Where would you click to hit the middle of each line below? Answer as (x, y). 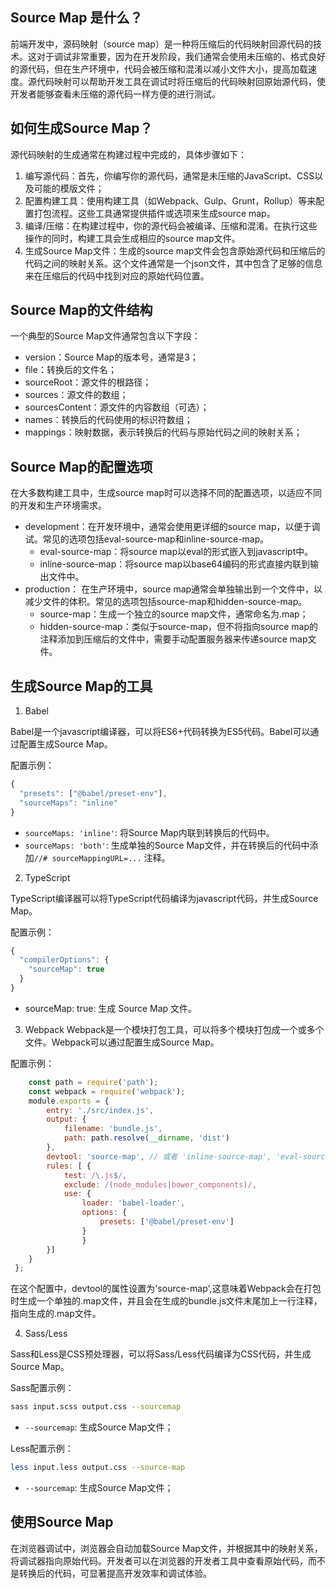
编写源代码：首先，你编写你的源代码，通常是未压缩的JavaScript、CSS (169, 175)
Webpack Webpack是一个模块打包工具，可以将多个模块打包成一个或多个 (174, 1029)
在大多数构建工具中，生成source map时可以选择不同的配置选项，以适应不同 (166, 493)
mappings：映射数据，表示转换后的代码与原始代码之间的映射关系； (163, 432)
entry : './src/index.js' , (100, 1110)
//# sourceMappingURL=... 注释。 (102, 857)
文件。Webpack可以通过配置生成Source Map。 (122, 1042)
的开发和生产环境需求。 (58, 505)
